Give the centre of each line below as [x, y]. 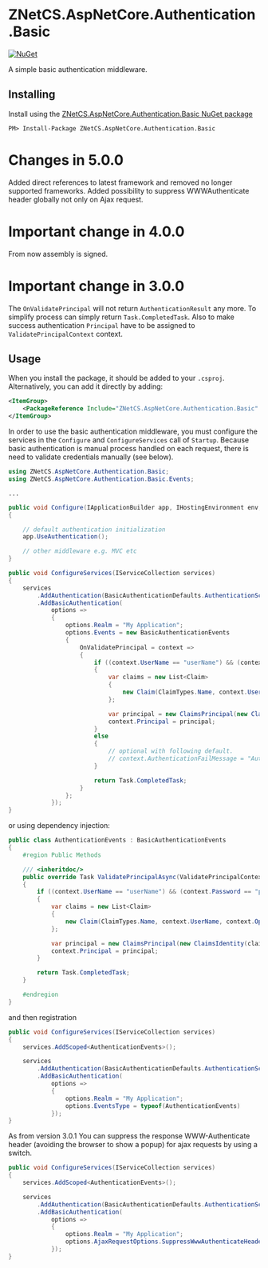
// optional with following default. [171, 751]
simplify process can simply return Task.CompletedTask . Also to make [122, 317]
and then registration [43, 1017]
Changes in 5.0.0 [66, 160]
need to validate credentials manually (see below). [91, 457]
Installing [32, 95]
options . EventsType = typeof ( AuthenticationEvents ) [153, 1106]
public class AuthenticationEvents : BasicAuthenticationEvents [117, 840]
